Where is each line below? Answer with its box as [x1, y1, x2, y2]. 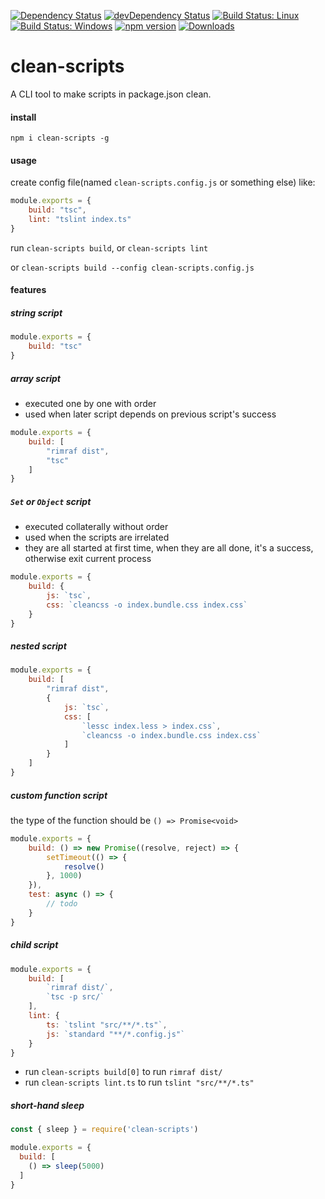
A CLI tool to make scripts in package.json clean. [10, 88, 212, 100]
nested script [10, 640, 67, 652]
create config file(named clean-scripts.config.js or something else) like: [10, 176, 316, 189]
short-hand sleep [10, 1099, 85, 1111]
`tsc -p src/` [46, 992, 105, 1002]
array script [10, 372, 61, 384]
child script [10, 939, 59, 951]
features [10, 284, 47, 296]
